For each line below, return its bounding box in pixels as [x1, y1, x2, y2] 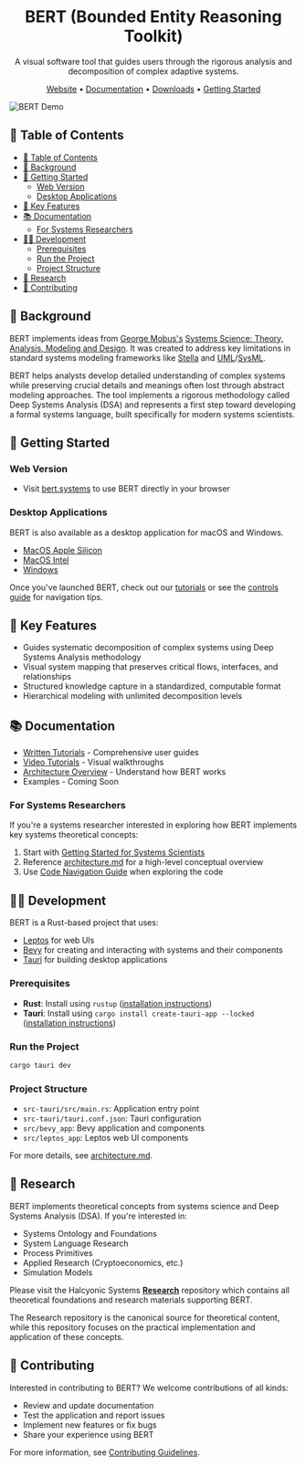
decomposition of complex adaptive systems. [68, 66, 239, 77]
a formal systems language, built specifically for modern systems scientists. [9, 408, 295, 419]
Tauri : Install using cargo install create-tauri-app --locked [22, 1008, 255, 1018]
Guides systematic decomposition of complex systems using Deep [22, 642, 274, 653]
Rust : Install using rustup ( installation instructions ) [22, 997, 213, 1008]
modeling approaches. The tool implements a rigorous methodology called [9, 389, 290, 400]
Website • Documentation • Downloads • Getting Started [46, 83, 261, 94]
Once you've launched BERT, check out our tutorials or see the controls [9, 582, 279, 593]
